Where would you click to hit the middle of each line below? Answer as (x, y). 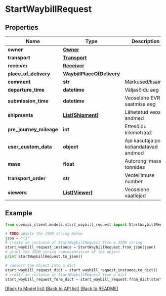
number (134, 181)
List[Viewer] (78, 193)
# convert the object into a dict (41, 265)
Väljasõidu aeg (142, 90)
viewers (17, 193)
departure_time (26, 90)
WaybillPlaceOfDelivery (91, 74)
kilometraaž (138, 132)
